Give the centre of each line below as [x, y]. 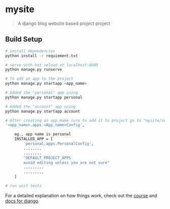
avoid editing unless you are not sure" [67, 163]
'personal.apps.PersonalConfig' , [59, 144]
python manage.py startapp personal [44, 97]
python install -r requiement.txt [42, 56]
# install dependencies [30, 51]
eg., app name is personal [43, 134]
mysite [20, 9]
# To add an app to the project [39, 79]
